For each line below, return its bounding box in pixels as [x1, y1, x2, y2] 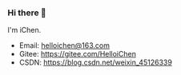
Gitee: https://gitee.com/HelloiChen [18, 49, 137, 59]
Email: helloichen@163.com [18, 41, 110, 50]
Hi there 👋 [7, 7, 47, 18]
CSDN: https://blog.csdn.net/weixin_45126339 [18, 57, 173, 67]
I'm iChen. [7, 26, 42, 35]
